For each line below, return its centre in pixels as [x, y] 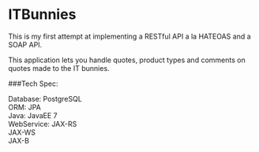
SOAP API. [25, 44]
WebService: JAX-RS [43, 124]
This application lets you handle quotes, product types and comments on [127, 60]
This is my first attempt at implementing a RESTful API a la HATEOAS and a [129, 36]
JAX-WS [22, 132]
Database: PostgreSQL [45, 98]
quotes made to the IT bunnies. [59, 68]
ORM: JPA [24, 107]
